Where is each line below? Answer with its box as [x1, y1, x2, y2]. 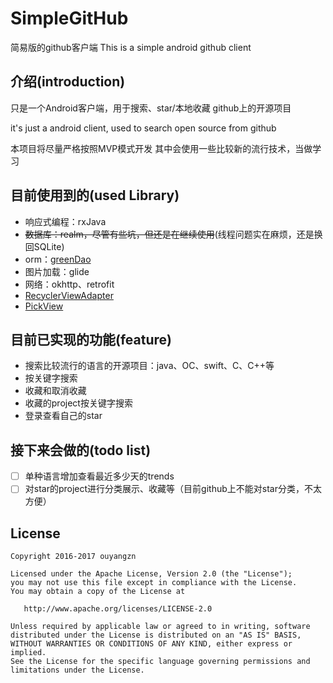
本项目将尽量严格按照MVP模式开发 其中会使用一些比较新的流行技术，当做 [10, 142, 313, 154]
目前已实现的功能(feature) [10, 331, 172, 348]
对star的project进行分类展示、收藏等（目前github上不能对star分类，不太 [24, 483, 322, 495]
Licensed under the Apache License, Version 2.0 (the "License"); [10, 569, 293, 579]
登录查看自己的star [24, 410, 103, 422]
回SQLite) [24, 240, 65, 252]
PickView [24, 300, 64, 312]
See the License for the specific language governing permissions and [10, 657, 311, 667]
